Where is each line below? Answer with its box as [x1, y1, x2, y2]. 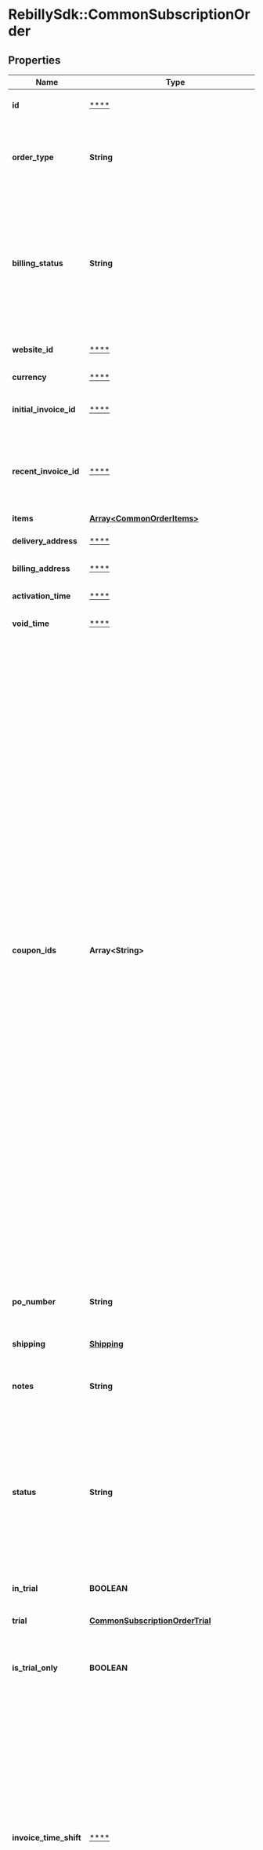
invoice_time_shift [12, 1832, 81, 1843]
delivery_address [12, 536, 77, 547]
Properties [8, 53, 61, 67]
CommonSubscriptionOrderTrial [88, 1615, 211, 1626]
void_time [12, 618, 49, 629]
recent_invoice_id [12, 466, 80, 477]
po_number [12, 1296, 56, 1307]
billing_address [12, 563, 70, 574]
